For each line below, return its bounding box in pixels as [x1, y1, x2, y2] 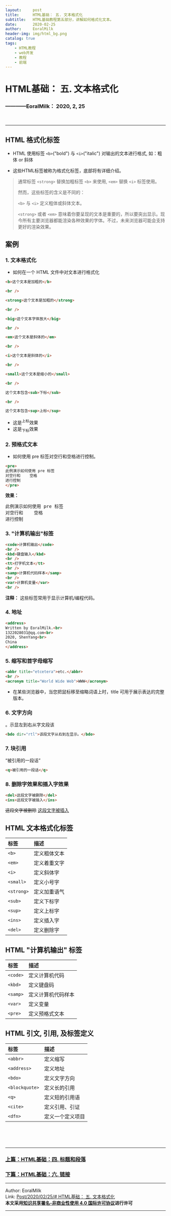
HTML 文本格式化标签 [5, 824, 74, 832]
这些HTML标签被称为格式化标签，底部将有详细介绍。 [12, 167, 124, 174]
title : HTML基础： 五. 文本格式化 [5, 12, 83, 17]
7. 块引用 [5, 745, 26, 752]
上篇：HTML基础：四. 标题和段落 [5, 1156, 86, 1163]
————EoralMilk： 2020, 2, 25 [5, 103, 85, 110]
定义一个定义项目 [44, 1113, 85, 1120]
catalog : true [5, 36, 36, 41]
